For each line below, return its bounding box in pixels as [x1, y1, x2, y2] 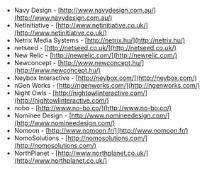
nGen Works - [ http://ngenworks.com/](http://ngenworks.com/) [13, 81, 201, 89]
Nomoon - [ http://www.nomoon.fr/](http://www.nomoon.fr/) [13, 127, 189, 134]
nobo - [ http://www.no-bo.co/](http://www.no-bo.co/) [13, 104, 172, 112]
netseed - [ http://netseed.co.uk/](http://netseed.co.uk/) [13, 44, 177, 52]
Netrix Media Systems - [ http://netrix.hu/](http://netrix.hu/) [13, 36, 186, 45]
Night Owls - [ [13, 88, 55, 97]
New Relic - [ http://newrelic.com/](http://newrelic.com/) [13, 51, 178, 59]
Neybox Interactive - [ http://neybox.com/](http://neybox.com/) [13, 74, 197, 82]
